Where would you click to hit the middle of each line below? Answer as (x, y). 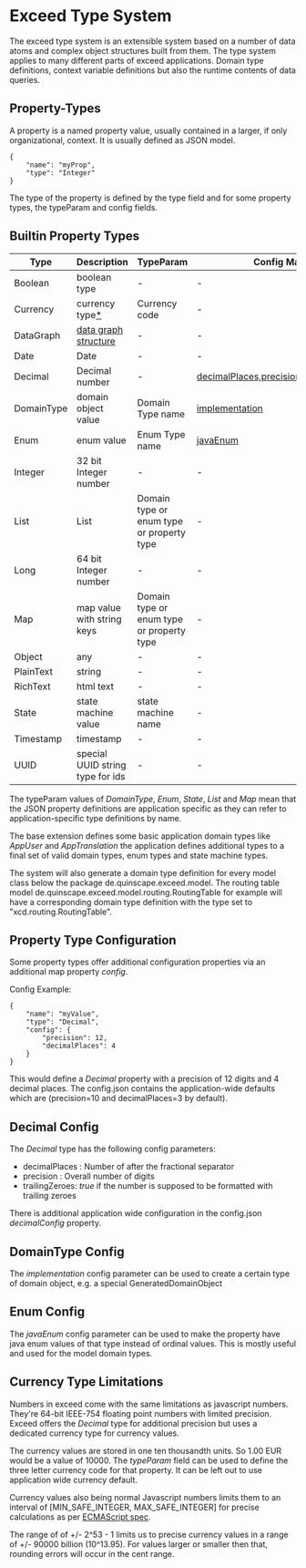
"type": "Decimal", (63, 1022)
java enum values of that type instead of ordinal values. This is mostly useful (153, 1343)
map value (98, 607)
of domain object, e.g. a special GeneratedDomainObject (116, 1283)
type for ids (101, 776)
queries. (25, 79)
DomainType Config (67, 1251)
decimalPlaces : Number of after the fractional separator (128, 1167)
